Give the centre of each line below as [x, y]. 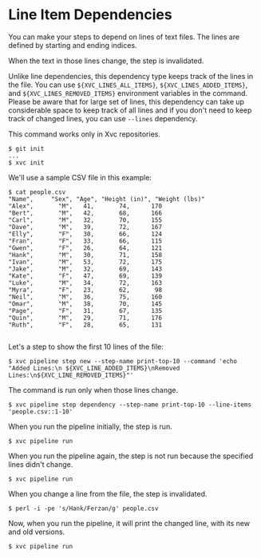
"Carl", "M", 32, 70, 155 [85, 220]
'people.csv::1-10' [41, 412]
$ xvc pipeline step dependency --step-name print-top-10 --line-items [130, 405]
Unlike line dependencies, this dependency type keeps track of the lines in [131, 76]
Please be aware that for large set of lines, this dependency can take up [127, 101]
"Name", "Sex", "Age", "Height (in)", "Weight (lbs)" [107, 199]
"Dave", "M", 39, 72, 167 [85, 227]
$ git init [26, 148]
